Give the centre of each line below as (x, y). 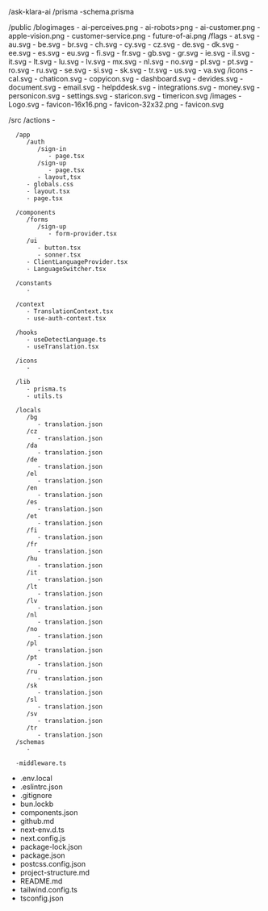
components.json (49, 813)
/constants (34, 283)
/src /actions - (32, 120)
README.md (41, 881)
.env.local (36, 778)
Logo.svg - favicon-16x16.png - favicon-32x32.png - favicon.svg (116, 104)
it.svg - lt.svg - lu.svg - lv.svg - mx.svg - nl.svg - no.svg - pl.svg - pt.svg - (131, 61)
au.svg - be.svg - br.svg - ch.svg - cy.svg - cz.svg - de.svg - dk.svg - (124, 44)
